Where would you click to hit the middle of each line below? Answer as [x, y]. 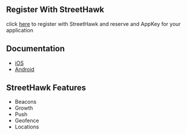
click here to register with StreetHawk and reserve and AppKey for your [93, 24]
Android [24, 69]
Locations [27, 127]
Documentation [36, 49]
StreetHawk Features [46, 88]
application [20, 30]
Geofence [27, 121]
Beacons [26, 102]
